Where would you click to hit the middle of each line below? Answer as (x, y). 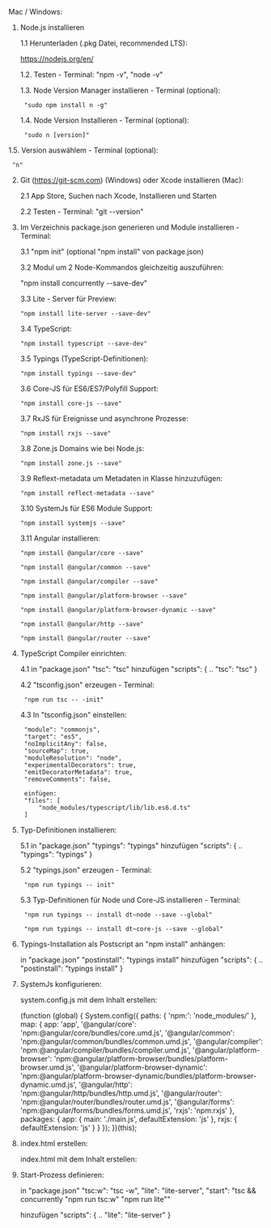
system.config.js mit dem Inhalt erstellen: (89, 1000)
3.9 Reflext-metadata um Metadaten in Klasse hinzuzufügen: (121, 478)
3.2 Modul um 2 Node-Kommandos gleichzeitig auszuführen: (122, 267)
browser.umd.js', (47, 1067)
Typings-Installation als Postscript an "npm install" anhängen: (123, 944)
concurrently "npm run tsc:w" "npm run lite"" (95, 1199)
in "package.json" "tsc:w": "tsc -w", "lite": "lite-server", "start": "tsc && (138, 1191)
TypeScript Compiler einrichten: (73, 653)
